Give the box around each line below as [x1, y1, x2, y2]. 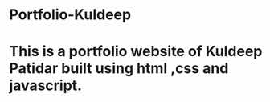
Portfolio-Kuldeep [9, 6, 132, 24]
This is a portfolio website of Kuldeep [9, 43, 263, 61]
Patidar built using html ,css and [9, 59, 229, 78]
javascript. [9, 76, 83, 95]
